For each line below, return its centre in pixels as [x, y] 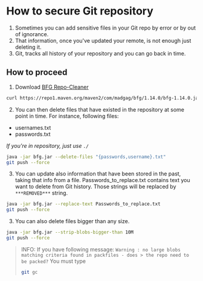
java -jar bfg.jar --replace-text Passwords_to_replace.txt [84, 204]
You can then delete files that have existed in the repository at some [100, 109]
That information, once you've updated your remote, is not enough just [103, 40]
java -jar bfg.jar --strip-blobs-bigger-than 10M [70, 232]
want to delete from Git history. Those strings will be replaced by [95, 187]
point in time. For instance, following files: [67, 116]
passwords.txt [33, 134]
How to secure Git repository [80, 11]
